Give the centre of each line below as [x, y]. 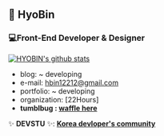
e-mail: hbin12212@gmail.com [69, 82]
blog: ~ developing [51, 74]
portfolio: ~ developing [57, 91]
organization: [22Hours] [59, 99]
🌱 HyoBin [32, 15]
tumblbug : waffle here [58, 108]
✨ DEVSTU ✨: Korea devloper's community [82, 123]
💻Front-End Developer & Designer [77, 38]
